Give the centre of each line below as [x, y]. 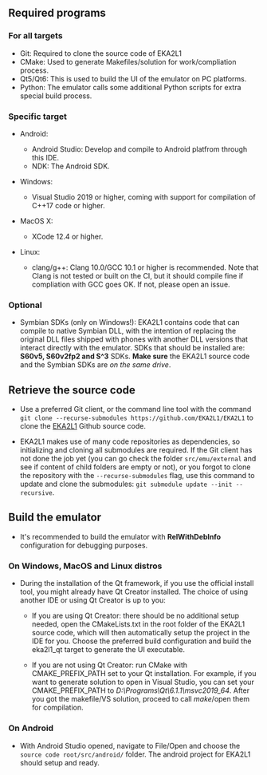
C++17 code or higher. [68, 205]
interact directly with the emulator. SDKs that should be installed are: [132, 348]
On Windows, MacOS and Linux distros [85, 566]
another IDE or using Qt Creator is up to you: [92, 600]
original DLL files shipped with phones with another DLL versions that [134, 339]
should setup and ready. [59, 762]
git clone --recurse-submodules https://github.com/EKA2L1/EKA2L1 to [136, 417]
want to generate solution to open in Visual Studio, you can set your [143, 682]
